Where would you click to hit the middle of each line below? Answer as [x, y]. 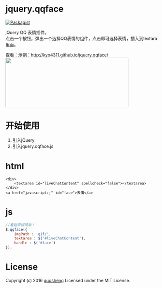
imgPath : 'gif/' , [33, 234]
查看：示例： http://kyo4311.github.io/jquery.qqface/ [57, 55]
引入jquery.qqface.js [33, 146]
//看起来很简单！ [20, 225]
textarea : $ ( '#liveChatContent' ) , [50, 238]
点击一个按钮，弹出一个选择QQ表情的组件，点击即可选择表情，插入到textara [81, 38]
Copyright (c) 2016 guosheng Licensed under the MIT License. [68, 280]
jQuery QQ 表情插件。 [27, 32]
